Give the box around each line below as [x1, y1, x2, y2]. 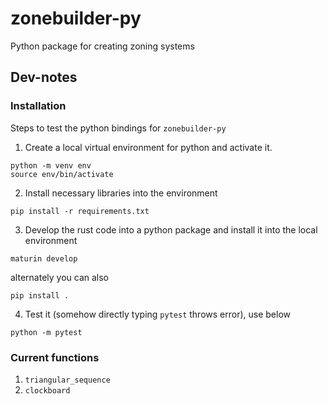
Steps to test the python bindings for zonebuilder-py [10, 122, 227, 134]
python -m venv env [10, 160, 92, 171]
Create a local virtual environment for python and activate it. [24, 141, 273, 153]
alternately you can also [10, 271, 110, 283]
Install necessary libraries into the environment [24, 187, 218, 199]
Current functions [10, 350, 100, 364]
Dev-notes [10, 69, 78, 86]
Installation [10, 99, 67, 113]
